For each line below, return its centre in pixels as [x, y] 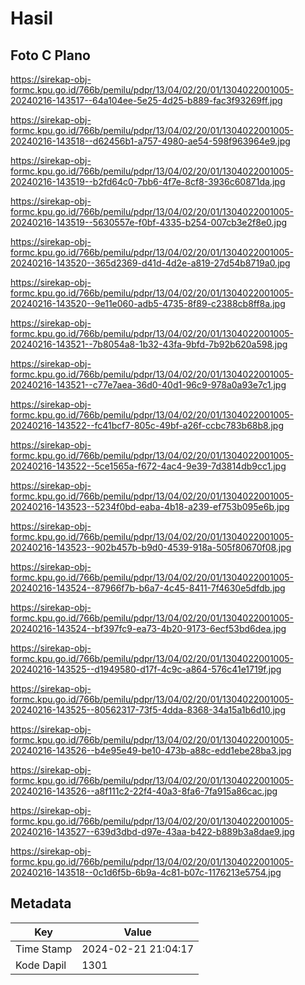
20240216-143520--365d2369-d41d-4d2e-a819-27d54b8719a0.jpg [150, 263]
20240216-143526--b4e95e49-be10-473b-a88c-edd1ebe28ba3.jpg [151, 750]
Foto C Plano [50, 55]
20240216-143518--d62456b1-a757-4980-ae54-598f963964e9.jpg [150, 141]
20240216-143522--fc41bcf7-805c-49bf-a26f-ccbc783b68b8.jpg [147, 425]
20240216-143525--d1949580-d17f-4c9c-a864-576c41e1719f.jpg [146, 669]
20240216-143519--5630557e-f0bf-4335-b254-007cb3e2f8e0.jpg [149, 222]
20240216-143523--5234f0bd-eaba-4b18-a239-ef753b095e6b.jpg [150, 506]
